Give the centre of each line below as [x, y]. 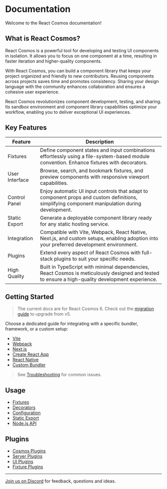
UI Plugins [23, 461]
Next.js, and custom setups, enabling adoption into [99, 238]
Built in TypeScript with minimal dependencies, [95, 267]
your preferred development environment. [89, 244]
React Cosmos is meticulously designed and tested [100, 273]
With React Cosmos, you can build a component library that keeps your [78, 71]
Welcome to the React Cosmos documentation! [53, 23]
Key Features [26, 128]
